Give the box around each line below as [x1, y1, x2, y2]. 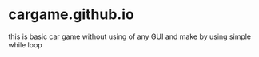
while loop [8, 40, 42, 49]
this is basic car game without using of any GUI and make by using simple [8, 32, 252, 41]
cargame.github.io [8, 6, 134, 24]
